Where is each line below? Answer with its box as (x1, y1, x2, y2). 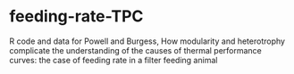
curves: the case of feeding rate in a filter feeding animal (9, 54, 218, 65)
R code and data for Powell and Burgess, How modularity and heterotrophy (9, 36, 286, 46)
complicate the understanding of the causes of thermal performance (9, 45, 262, 55)
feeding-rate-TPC (9, 6, 144, 27)
